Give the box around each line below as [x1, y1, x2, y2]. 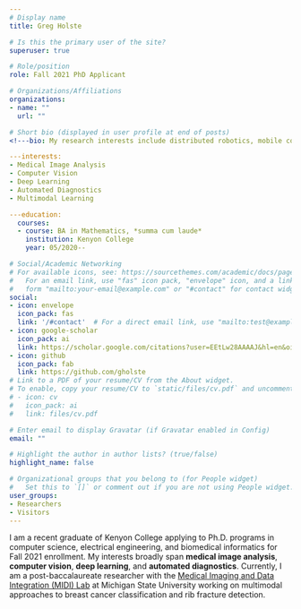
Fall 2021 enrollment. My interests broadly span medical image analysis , [9, 552, 278, 562]
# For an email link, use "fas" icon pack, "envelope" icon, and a [9, 276, 275, 285]
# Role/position [9, 62, 70, 72]
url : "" [17, 111, 47, 121]
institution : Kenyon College [25, 235, 134, 244]
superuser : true [9, 46, 70, 55]
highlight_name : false [9, 459, 94, 467]
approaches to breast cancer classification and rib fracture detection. [9, 589, 266, 600]
